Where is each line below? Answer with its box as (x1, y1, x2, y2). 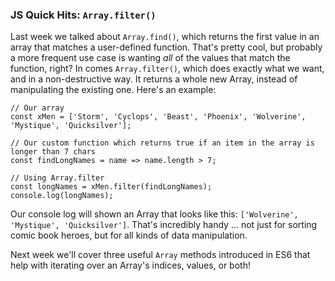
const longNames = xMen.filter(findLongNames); (10, 182, 213, 192)
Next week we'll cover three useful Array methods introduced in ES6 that (10, 249, 311, 261)
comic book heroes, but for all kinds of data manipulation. (10, 229, 248, 242)
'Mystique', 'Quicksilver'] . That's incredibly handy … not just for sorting (10, 219, 318, 231)
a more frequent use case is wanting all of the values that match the (10, 52, 291, 64)
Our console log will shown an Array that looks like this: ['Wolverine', (10, 208, 299, 220)
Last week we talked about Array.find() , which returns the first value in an (10, 31, 320, 43)
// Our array (10, 103, 65, 113)
